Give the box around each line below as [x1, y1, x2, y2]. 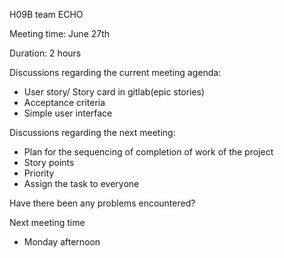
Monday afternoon [23, 236, 101, 248]
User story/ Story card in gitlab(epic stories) [23, 86, 206, 98]
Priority [23, 167, 55, 179]
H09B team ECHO [9, 9, 84, 20]
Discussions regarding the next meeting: [9, 127, 176, 138]
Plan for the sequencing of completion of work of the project [23, 146, 274, 158]
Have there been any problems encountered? [9, 197, 196, 209]
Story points [23, 157, 75, 168]
